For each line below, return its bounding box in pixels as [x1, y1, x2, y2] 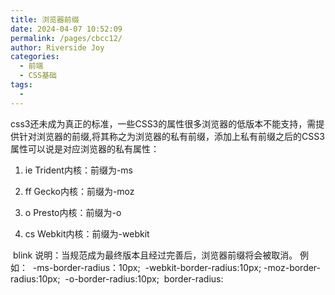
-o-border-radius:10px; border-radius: [64, 272, 224, 285]
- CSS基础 [19, 71, 57, 81]
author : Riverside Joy [10, 42, 105, 53]
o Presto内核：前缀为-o [24, 206, 122, 218]
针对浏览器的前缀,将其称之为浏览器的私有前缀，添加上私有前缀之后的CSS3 [18, 130, 325, 142]
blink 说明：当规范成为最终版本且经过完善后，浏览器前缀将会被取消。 [12, 249, 298, 261]
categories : [10, 52, 60, 62]
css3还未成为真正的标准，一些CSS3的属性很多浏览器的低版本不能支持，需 [10, 117, 317, 130]
